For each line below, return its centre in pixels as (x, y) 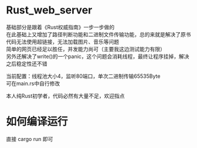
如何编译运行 (37, 122)
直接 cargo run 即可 (30, 139)
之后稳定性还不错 (27, 63)
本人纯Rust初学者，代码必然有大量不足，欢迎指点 (65, 96)
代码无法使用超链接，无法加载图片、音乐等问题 (62, 42)
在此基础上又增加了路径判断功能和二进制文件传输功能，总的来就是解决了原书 (98, 34)
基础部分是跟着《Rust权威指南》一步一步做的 (60, 27)
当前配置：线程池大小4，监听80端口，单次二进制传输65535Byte (83, 76)
